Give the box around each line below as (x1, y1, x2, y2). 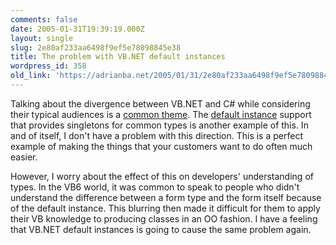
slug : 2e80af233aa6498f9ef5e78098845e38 (10, 42, 182, 53)
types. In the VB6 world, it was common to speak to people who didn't (10, 181, 300, 193)
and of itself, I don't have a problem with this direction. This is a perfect (10, 129, 303, 141)
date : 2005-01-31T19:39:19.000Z (10, 24, 145, 34)
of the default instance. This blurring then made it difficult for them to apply (10, 202, 321, 214)
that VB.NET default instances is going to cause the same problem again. (10, 223, 312, 235)
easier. (10, 151, 38, 163)
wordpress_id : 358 (10, 61, 87, 71)
